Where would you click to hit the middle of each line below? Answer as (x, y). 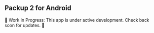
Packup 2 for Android (38, 8)
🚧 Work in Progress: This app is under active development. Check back (77, 20)
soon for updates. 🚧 (25, 25)
